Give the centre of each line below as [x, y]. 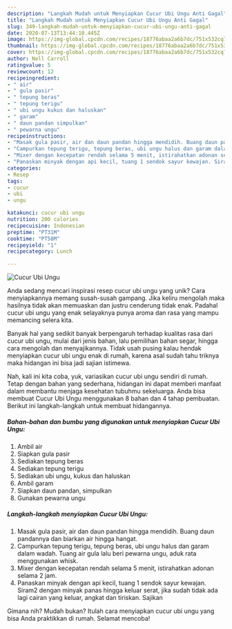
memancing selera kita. [40, 320]
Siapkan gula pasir [43, 454]
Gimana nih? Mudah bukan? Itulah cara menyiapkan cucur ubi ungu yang [111, 611]
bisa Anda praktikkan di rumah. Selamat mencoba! [79, 619]
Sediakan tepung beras [50, 461]
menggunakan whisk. [48, 561]
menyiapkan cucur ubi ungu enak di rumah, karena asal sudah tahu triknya [113, 356]
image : [17, 39]
